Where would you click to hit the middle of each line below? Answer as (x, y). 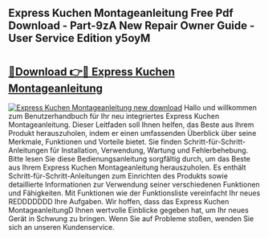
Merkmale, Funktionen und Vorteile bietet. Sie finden (95, 142)
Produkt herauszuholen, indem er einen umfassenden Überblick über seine (132, 133)
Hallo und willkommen (220, 107)
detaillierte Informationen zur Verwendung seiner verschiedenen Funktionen (134, 185)
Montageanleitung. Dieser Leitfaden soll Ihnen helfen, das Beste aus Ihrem (131, 125)
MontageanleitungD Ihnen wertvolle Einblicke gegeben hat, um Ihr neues (128, 210)
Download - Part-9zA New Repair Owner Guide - (132, 26)
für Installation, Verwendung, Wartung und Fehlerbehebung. (149, 150)
